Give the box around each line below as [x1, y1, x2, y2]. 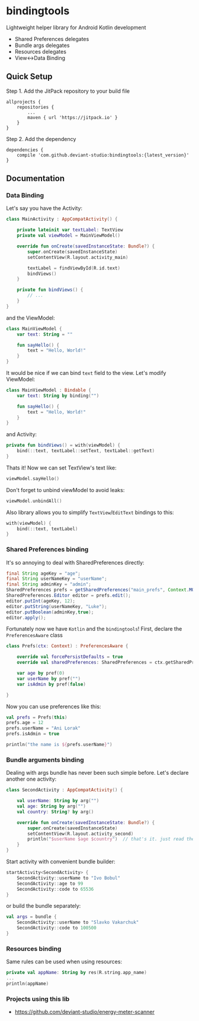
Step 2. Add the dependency [6, 135, 76, 142]
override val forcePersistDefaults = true [17, 654, 123, 660]
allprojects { [6, 99, 41, 105]
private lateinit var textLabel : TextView [17, 227, 123, 233]
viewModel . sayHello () [6, 475, 60, 481]
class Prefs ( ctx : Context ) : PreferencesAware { [6, 643, 129, 649]
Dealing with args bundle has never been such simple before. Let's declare [6, 769, 189, 776]
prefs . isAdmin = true [6, 731, 60, 737]
